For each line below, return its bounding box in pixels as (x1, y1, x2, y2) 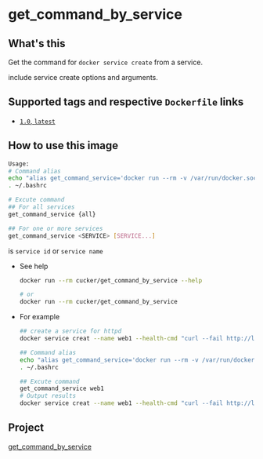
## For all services (8, 203, 76, 211)
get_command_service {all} (8, 210, 96, 218)
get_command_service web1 (19, 384, 104, 393)
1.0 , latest (19, 116, 56, 126)
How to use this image (8, 139, 119, 152)
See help (19, 261, 49, 271)
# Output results (19, 392, 77, 400)
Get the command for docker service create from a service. (8, 57, 204, 67)
